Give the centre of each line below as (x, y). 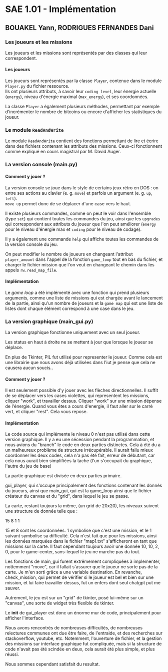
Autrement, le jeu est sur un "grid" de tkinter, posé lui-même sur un (74, 598)
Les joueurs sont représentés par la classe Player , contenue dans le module (83, 81)
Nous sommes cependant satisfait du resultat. (52, 664)
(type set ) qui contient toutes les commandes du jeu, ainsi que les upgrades (83, 218)
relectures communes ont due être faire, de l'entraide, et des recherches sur (84, 633)
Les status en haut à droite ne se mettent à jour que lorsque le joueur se (79, 342)
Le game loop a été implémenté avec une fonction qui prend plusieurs (77, 292)
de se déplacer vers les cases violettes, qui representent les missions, (77, 396)
